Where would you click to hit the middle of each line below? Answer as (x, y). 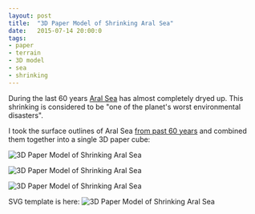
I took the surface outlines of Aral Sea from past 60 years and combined (127, 131)
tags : (17, 38)
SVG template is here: (44, 201)
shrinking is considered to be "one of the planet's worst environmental (125, 107)
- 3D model (26, 61)
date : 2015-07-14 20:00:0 (55, 30)
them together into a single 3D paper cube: (79, 139)
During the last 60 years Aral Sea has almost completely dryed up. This (126, 98)
